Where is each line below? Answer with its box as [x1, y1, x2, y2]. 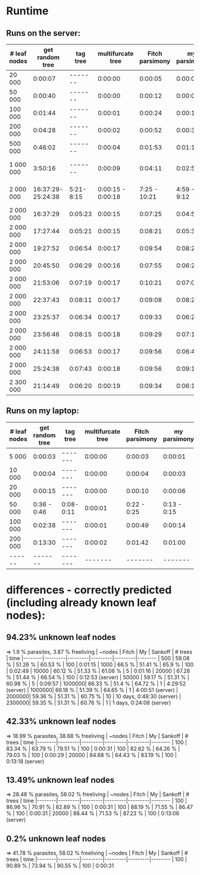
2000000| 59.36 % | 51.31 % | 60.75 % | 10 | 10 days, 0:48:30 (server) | [6, 693, 182, 700]
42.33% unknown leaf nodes [6, 717, 116, 727]
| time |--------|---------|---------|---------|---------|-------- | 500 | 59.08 [6, 654, 190, 661]
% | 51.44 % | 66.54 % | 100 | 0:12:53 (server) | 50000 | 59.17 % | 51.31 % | [6, 673, 189, 681]
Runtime [6, 4, 49, 18]
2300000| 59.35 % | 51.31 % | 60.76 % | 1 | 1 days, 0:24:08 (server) [6, 699, 171, 706]
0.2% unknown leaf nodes [6, 833, 106, 844]
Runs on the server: [6, 28, 81, 38]
